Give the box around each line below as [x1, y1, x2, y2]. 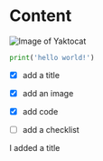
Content [9, 5, 72, 26]
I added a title [9, 143, 61, 154]
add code [22, 106, 59, 116]
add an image [22, 87, 74, 98]
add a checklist [22, 125, 80, 135]
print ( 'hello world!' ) [9, 53, 95, 62]
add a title [22, 69, 61, 80]
